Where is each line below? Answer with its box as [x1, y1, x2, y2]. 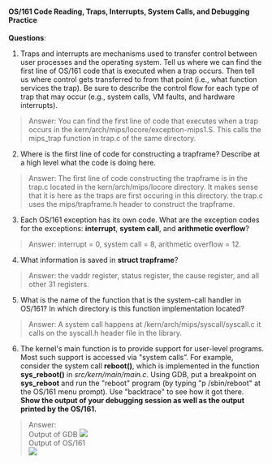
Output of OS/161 [28, 438, 86, 448]
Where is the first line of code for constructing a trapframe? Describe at [19, 149, 261, 159]
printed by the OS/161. [19, 404, 97, 414]
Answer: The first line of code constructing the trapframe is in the [28, 174, 248, 183]
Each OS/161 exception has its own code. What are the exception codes [19, 215, 260, 225]
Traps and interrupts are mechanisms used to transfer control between [19, 49, 257, 58]
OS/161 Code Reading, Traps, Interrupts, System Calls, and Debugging [8, 6, 250, 16]
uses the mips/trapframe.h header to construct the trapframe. [28, 200, 235, 209]
